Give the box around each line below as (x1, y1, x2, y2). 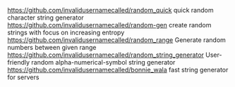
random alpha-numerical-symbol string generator (31, 58, 176, 66)
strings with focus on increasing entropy (7, 28, 125, 36)
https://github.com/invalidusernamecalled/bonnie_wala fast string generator (7, 66, 229, 74)
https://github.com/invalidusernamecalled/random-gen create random (7, 21, 212, 29)
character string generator (7, 13, 85, 22)
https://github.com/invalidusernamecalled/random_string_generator (7, 51, 205, 59)
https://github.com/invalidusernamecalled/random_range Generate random (7, 36, 226, 44)
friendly (7, 58, 30, 66)
